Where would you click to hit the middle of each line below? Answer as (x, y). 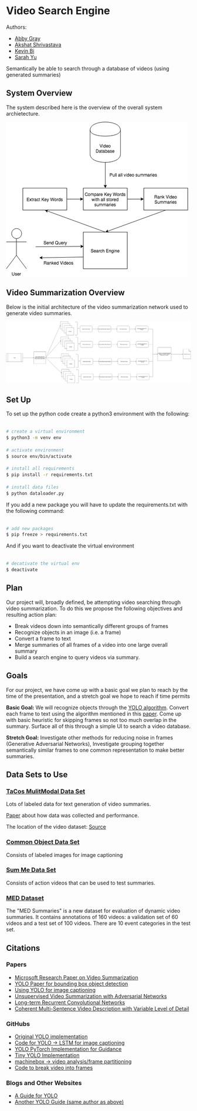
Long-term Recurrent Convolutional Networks (70, 1002)
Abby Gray (28, 38)
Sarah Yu (26, 57)
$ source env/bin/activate (39, 456)
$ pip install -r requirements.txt (50, 475)
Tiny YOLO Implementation (47, 1055)
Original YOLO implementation (51, 1036)
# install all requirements (40, 469)
